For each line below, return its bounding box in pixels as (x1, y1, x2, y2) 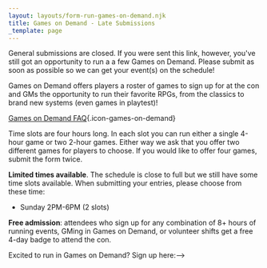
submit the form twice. (8, 154, 83, 164)
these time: (8, 187, 46, 197)
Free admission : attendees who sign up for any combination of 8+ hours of (8, 218, 257, 228)
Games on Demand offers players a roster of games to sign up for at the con (8, 81, 260, 90)
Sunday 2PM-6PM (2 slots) (19, 202, 110, 212)
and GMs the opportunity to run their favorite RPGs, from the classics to (8, 90, 245, 99)
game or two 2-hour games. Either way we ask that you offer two (25, 138, 240, 147)
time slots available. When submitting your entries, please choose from (8, 178, 242, 188)
